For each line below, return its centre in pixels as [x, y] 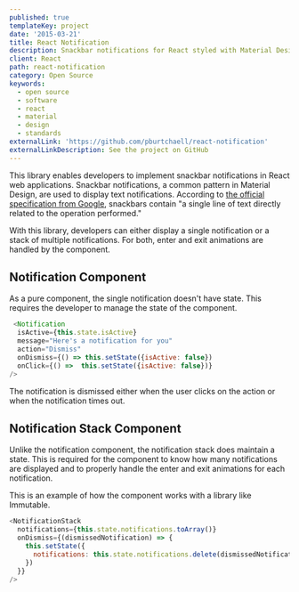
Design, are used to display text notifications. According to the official [137, 194]
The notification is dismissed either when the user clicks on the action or [142, 391]
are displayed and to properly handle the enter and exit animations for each [147, 469]
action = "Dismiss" [49, 349]
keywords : [28, 84]
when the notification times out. [67, 401]
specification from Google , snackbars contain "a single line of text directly [145, 203]
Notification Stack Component [95, 428]
